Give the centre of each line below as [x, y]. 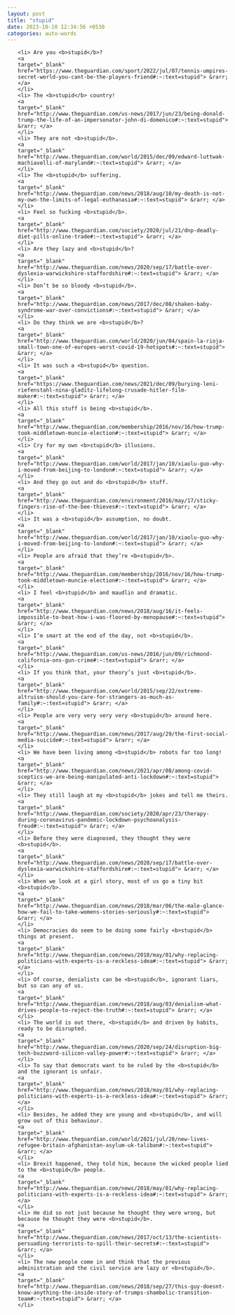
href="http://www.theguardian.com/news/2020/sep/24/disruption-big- [120, 1047]
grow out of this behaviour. [60, 1121]
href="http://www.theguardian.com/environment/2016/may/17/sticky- [118, 501]
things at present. [46, 937]
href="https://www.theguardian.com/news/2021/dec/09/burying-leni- [118, 384]
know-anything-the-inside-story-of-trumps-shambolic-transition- [115, 1293]
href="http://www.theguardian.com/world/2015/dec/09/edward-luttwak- [121, 157]
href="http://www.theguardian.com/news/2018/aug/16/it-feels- [110, 611]
